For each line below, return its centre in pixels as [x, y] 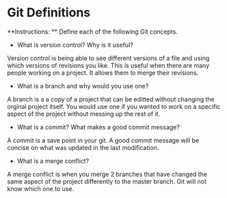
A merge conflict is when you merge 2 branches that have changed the [107, 174]
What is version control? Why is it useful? [75, 45]
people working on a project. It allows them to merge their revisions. [103, 73]
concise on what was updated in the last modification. [83, 147]
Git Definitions [49, 13]
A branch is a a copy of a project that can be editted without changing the [111, 99]
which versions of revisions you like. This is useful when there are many [108, 65]
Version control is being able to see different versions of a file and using [108, 58]
